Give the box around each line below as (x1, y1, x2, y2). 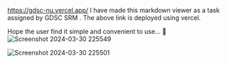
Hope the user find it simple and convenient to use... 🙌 (7, 28, 167, 35)
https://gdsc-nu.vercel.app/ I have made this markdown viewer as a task (7, 6, 220, 14)
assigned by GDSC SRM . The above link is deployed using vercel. (7, 13, 201, 22)
